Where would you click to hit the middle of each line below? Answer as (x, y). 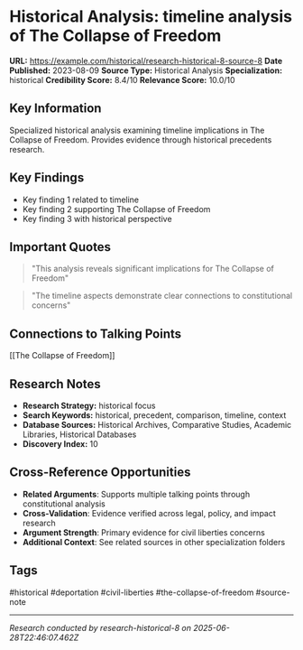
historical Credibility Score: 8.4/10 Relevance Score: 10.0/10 (123, 79)
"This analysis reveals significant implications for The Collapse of (153, 269)
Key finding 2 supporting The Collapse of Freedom (116, 209)
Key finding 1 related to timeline (81, 200)
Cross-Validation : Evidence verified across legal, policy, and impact (149, 513)
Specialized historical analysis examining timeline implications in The (137, 130)
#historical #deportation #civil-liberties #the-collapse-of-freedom (132, 592)
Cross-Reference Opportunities (100, 473)
